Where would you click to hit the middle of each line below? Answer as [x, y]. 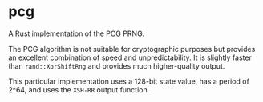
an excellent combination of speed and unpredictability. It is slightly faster [130, 57]
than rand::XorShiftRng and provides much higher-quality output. [117, 65]
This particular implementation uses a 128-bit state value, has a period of [129, 81]
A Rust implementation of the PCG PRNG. [77, 33]
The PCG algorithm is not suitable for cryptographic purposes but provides [132, 49]
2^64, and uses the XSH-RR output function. [79, 89]
